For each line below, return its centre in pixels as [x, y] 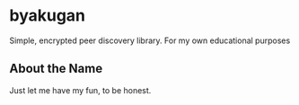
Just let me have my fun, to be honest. [80, 90]
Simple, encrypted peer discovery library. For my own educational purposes [150, 40]
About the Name [56, 69]
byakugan [48, 16]
